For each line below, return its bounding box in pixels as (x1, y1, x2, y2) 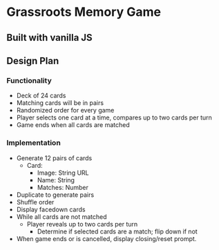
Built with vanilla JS (6, 32, 93, 44)
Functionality (6, 75, 53, 85)
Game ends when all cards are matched (16, 121, 130, 129)
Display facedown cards (16, 205, 86, 213)
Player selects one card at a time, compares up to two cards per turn (16, 113, 212, 122)
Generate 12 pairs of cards (16, 153, 93, 162)
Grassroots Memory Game (6, 4, 162, 20)
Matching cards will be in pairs (16, 99, 104, 107)
